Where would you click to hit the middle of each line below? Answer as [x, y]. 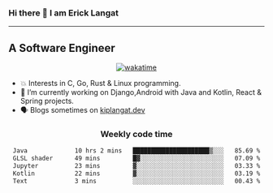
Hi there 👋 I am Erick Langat [64, 13]
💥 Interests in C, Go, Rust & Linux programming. [100, 84]
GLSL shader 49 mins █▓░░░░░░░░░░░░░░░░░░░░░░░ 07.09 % [136, 159]
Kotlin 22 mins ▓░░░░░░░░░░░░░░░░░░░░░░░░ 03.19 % [136, 174]
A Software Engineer [62, 48]
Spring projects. [47, 101]
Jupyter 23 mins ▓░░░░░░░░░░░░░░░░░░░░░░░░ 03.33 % [136, 166]
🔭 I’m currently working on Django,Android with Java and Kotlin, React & [141, 92]
